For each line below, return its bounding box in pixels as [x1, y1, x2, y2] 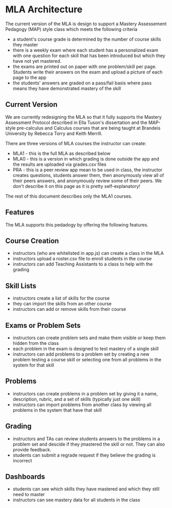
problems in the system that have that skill [12, 407, 102, 413]
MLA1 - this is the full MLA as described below [12, 150, 111, 156]
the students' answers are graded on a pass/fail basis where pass [12, 80, 152, 86]
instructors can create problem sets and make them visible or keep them [12, 335, 166, 341]
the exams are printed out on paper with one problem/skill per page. [12, 63, 157, 69]
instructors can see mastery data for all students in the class [12, 497, 141, 503]
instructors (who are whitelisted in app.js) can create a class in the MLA [12, 250, 164, 256]
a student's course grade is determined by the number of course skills [12, 36, 161, 42]
